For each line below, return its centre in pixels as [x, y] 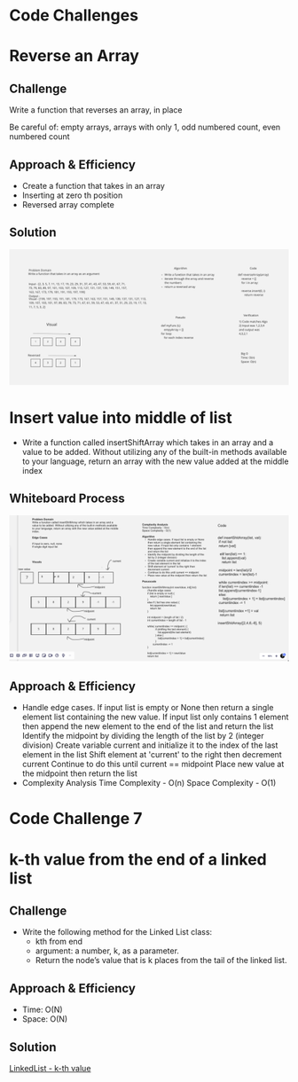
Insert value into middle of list [121, 418]
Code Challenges [74, 16]
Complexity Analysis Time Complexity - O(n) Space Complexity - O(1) [149, 783]
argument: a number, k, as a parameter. [107, 951]
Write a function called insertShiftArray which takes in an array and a [148, 442]
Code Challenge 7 [76, 819]
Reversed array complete [68, 204]
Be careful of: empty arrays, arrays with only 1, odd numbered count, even [145, 127]
